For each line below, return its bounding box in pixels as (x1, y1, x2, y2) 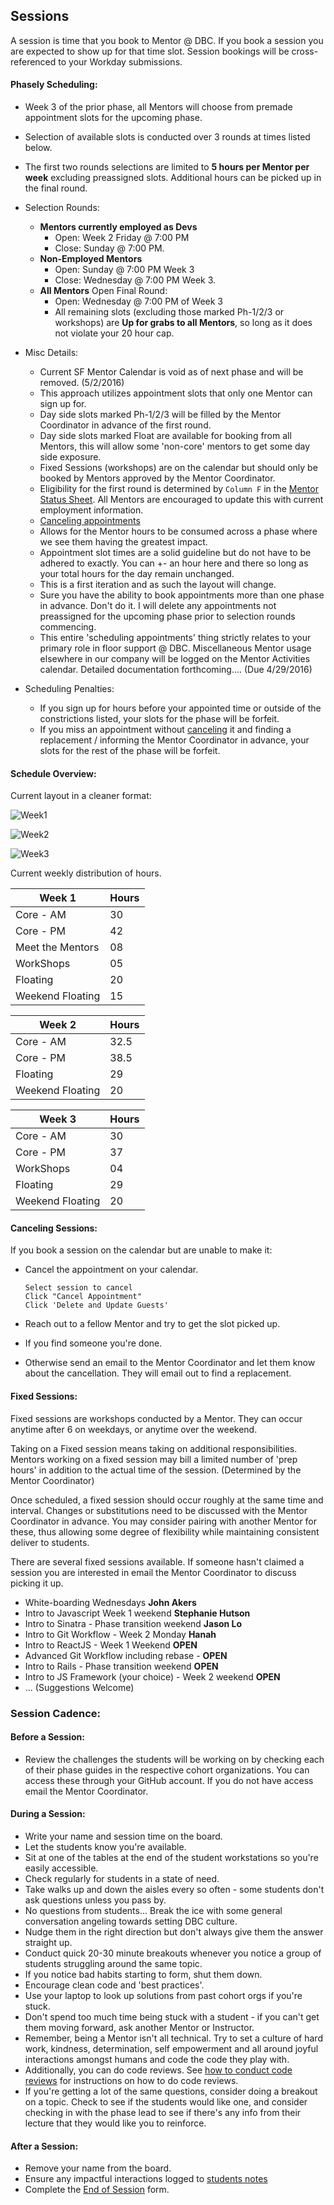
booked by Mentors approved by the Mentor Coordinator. (39, 472, 276, 484)
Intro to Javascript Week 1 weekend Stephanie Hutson (24, 1607, 251, 1619)
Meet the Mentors (15, 940, 100, 954)
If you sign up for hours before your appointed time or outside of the (39, 702, 322, 714)
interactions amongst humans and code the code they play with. (24, 2053, 290, 2065)
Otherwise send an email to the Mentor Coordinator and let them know (24, 1357, 316, 1369)
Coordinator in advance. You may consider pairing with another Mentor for (10, 1515, 318, 1527)
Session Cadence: (10, 1706, 101, 1720)
